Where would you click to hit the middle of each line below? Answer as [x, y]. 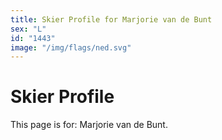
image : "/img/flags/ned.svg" [71, 47]
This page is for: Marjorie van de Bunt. [89, 125]
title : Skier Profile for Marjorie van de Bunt [111, 19]
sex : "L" [28, 29]
